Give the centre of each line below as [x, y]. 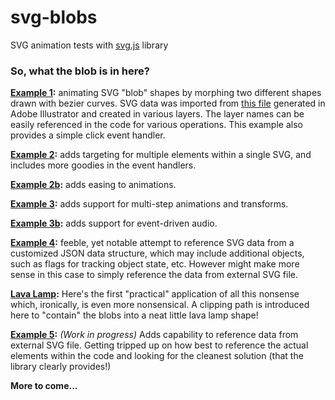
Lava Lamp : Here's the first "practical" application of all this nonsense [155, 294]
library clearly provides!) [61, 367]
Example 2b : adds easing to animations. [93, 185]
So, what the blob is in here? [80, 71]
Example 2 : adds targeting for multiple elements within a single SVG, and [161, 155]
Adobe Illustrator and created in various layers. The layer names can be [157, 114]
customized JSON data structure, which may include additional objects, [157, 253]
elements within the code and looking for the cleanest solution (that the [157, 356]
